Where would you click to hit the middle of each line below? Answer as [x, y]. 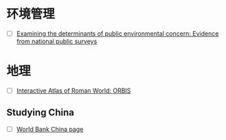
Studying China [41, 113]
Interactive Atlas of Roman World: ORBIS [74, 91]
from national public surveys [57, 41]
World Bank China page [50, 129]
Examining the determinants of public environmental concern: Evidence [117, 33]
